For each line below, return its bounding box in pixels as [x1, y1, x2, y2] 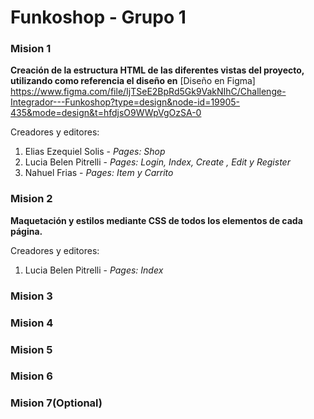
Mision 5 [10, 342, 53, 356]
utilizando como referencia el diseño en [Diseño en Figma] [10, 75, 256, 87]
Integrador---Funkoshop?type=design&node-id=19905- [10, 96, 241, 108]
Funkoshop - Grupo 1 [10, 6, 187, 29]
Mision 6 [10, 369, 53, 383]
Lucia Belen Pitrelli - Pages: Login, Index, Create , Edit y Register [24, 156, 291, 168]
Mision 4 [10, 316, 54, 330]
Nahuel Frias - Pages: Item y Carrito [24, 167, 174, 179]
